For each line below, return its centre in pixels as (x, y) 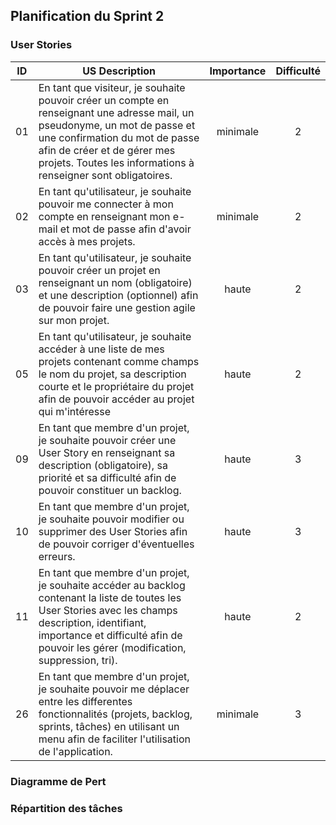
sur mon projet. (74, 320)
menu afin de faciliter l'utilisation (114, 739)
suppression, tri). (78, 660)
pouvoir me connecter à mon (106, 204)
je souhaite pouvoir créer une (107, 440)
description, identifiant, (92, 622)
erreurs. (57, 556)
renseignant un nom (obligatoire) (115, 282)
